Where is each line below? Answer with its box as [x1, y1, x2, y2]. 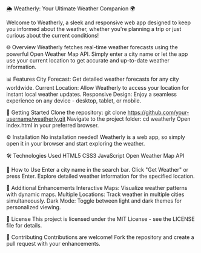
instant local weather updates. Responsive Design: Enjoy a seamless [6, 90, 177, 98]
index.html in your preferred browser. [6, 122, 99, 129]
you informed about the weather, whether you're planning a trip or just [6, 25, 182, 32]
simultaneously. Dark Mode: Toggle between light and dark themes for [6, 197, 182, 204]
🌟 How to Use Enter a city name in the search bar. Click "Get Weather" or [6, 166, 189, 173]
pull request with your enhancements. [6, 240, 101, 247]
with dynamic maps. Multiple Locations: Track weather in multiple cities [6, 191, 185, 198]
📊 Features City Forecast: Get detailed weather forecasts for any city [6, 75, 179, 83]
